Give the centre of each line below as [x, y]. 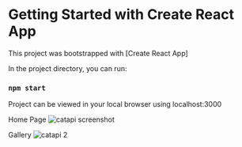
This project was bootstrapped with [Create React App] [98, 53]
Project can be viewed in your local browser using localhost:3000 [115, 104]
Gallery [20, 135]
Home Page [27, 119]
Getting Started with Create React [121, 15]
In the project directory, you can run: [68, 68]
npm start [27, 88]
